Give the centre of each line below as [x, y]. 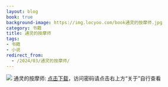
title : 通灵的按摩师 [29, 34]
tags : [13, 39]
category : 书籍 [24, 28]
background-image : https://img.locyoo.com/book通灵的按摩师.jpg [84, 22]
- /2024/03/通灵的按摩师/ [41, 61]
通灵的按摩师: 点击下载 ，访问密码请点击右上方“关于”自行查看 [87, 78]
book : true [20, 17]
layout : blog [22, 11]
